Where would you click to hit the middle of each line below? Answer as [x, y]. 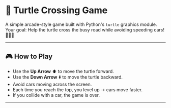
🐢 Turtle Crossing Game [56, 10]
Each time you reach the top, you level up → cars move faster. [78, 89]
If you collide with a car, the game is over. [56, 95]
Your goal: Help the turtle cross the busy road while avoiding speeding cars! [85, 29]
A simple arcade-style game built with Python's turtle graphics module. [81, 24]
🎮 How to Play [29, 57]
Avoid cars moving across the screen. [52, 84]
